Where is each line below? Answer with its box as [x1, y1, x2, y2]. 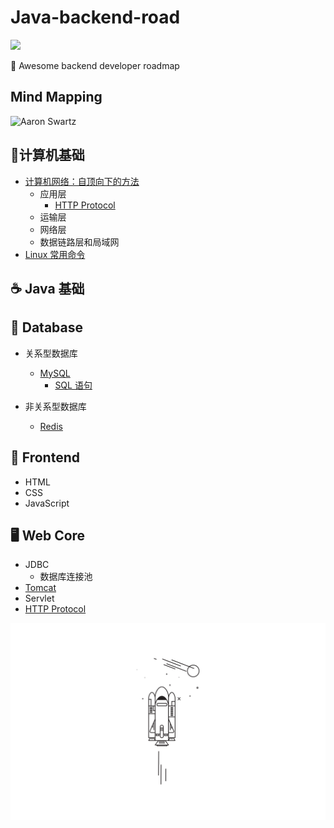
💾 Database [10, 319, 84, 336]
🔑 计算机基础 [10, 147, 85, 164]
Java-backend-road [10, 6, 181, 29]
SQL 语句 [54, 379, 93, 391]
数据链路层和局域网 [39, 236, 120, 248]
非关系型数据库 [24, 400, 87, 412]
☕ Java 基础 [10, 280, 85, 297]
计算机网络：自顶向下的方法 [24, 175, 140, 187]
